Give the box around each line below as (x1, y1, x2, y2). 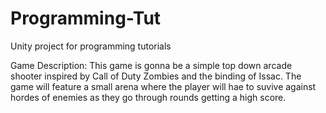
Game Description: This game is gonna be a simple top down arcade (10, 59, 293, 71)
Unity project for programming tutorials (10, 40, 172, 52)
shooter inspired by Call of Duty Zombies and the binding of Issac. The (10, 70, 302, 82)
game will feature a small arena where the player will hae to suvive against (10, 80, 317, 92)
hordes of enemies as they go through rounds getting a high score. (10, 91, 287, 103)
